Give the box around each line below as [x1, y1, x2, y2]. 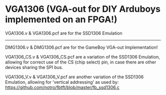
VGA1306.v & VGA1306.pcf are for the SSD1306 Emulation [5, 30, 123, 36]
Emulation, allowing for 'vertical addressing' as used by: [5, 79, 119, 85]
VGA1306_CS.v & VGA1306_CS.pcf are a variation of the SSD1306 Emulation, [5, 54, 160, 60]
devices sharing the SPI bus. [5, 64, 63, 70]
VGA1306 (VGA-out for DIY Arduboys [5, 3, 161, 15]
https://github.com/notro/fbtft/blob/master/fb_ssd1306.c [5, 84, 120, 90]
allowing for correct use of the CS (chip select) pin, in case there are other [5, 59, 157, 65]
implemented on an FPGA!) [5, 14, 118, 25]
